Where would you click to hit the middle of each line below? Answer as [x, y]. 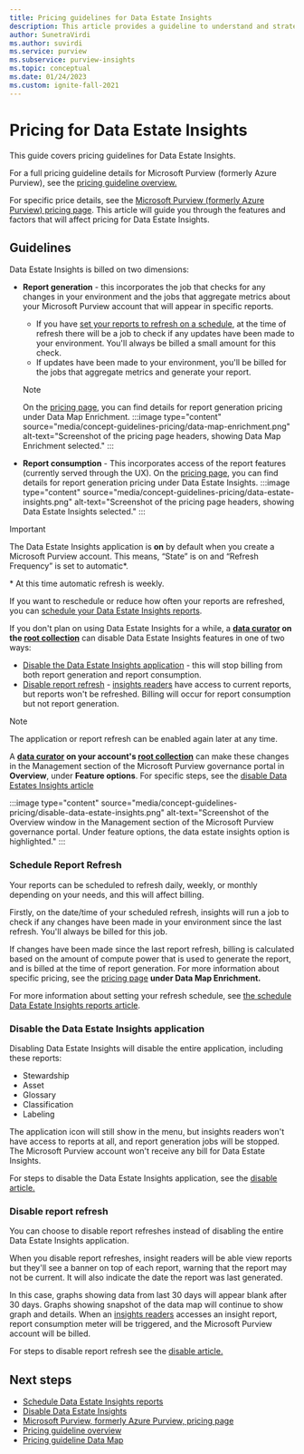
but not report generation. [71, 704]
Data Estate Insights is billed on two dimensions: [100, 269]
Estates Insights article [52, 786]
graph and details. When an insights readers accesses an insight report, [143, 1314]
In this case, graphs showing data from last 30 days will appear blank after [148, 1295]
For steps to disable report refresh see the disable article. [116, 1352]
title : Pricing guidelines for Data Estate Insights [111, 18]
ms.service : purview [48, 52]
